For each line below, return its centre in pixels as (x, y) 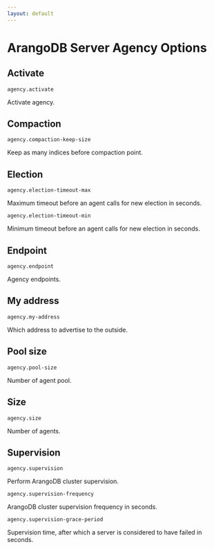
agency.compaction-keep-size (49, 140)
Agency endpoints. (34, 279)
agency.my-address (33, 317)
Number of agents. (34, 431)
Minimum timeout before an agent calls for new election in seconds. (104, 228)
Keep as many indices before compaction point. (75, 152)
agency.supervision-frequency (51, 494)
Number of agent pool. (39, 380)
